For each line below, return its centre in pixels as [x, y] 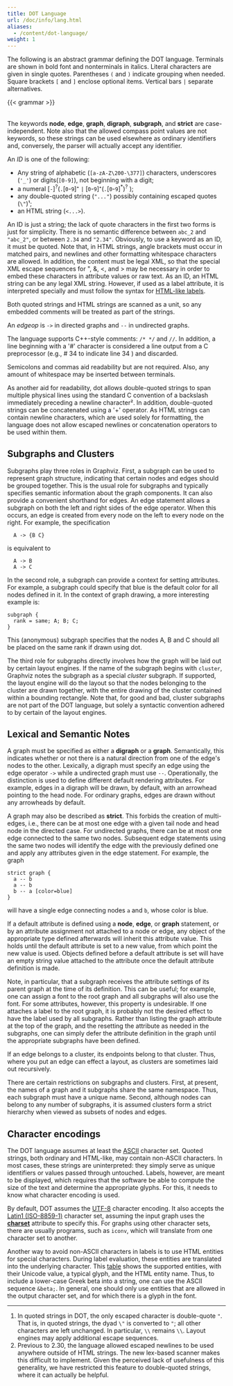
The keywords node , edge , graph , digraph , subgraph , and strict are [106, 124]
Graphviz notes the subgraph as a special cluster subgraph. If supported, [112, 675]
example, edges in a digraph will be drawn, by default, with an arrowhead [112, 788]
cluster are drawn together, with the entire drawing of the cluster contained [114, 690]
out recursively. [29, 1069]
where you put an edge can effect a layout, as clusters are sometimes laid [113, 1062]
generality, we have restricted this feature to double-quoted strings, [114, 1368]
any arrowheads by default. [46, 803]
